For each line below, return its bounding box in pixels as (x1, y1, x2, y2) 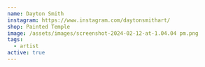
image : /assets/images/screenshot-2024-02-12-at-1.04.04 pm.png (7, 29, 199, 37)
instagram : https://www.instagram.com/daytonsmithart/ (7, 17, 171, 24)
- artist (13, 43, 39, 50)
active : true (7, 50, 45, 57)
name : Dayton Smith (7, 10, 64, 17)
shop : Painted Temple (7, 23, 71, 30)
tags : (7, 36, 23, 43)
